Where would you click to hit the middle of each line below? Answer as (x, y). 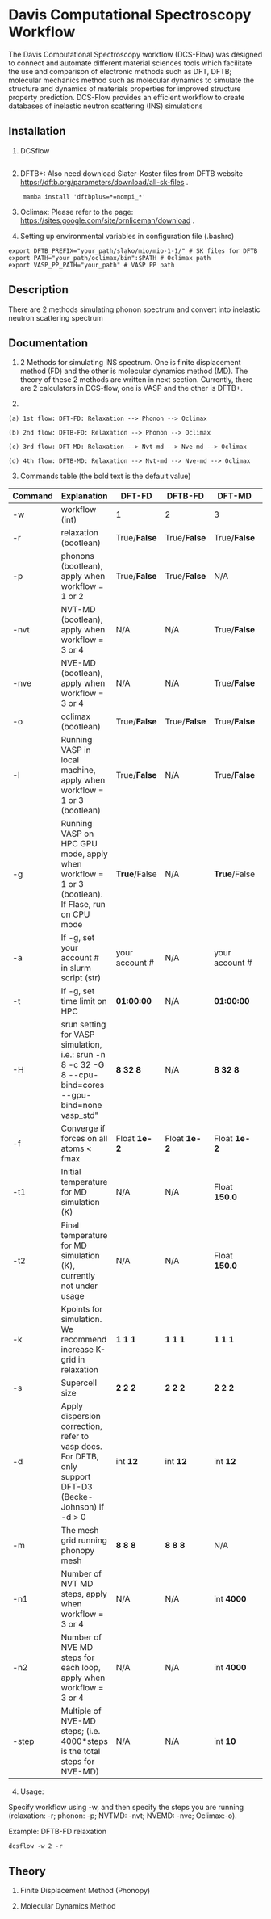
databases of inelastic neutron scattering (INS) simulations (106, 106)
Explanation (84, 496)
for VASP (78, 1035)
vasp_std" (80, 1115)
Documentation (48, 343)
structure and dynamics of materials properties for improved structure (125, 88)
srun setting (83, 1025)
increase (77, 1350)
